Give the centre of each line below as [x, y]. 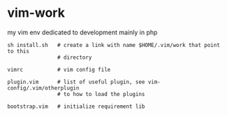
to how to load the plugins [104, 94]
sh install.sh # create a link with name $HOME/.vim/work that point [113, 45]
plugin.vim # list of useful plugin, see [76, 82]
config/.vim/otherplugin [43, 88]
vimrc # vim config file [59, 69]
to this [19, 51]
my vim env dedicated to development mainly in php [82, 32]
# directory [74, 57]
